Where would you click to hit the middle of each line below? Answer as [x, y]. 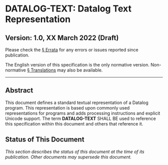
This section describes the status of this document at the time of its [75, 151]
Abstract [19, 90]
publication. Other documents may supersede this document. [68, 157]
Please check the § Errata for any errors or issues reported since [72, 50]
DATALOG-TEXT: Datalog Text [68, 9]
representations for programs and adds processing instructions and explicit [83, 113]
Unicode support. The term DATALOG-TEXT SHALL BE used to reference [80, 118]
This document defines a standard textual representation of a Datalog [77, 102]
